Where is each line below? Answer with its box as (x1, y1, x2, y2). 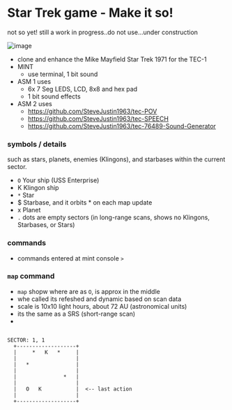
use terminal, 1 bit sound (27, 70, 98, 78)
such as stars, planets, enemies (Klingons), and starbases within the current (7, 155, 226, 163)
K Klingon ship (17, 184, 59, 192)
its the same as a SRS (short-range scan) (17, 309, 136, 318)
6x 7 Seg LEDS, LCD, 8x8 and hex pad (27, 85, 138, 93)
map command (7, 271, 55, 281)
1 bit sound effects (27, 92, 82, 101)
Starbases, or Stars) (17, 221, 75, 229)
